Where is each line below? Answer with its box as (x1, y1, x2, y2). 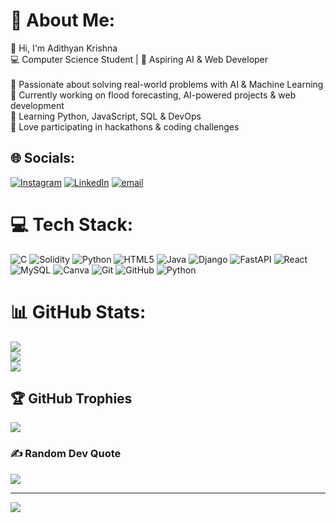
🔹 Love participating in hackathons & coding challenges (10, 120, 240, 133)
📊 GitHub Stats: (10, 300, 147, 323)
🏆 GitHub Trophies (10, 390, 133, 408)
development (10, 99, 65, 111)
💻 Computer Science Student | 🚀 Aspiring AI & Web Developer (10, 53, 269, 65)
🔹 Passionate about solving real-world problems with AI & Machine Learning (10, 78, 324, 90)
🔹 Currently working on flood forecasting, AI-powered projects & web (10, 89, 297, 101)
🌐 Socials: (10, 150, 76, 167)
